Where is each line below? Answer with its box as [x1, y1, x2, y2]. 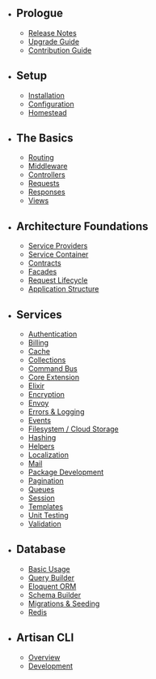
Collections [27, 355, 66, 365]
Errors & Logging [27, 407, 85, 417]
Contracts [27, 258, 62, 268]
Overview [27, 652, 61, 662]
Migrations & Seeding [27, 599, 100, 608]
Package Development [27, 467, 104, 478]
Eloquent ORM [27, 581, 77, 591]
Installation [27, 90, 65, 100]
